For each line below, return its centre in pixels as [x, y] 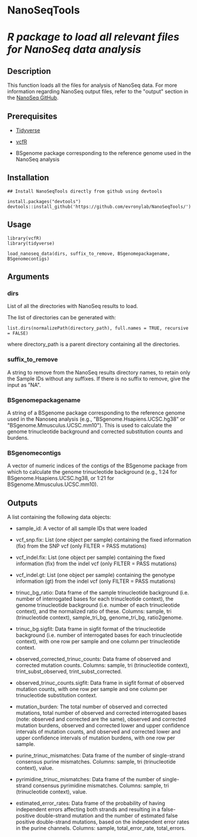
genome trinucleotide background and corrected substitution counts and [95, 431]
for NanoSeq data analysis [74, 50]
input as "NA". [24, 384]
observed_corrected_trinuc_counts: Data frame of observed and [93, 659]
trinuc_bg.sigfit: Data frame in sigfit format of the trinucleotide [91, 629]
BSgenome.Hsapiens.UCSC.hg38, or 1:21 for [61, 478]
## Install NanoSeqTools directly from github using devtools [85, 191]
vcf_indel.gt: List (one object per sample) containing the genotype [95, 575]
